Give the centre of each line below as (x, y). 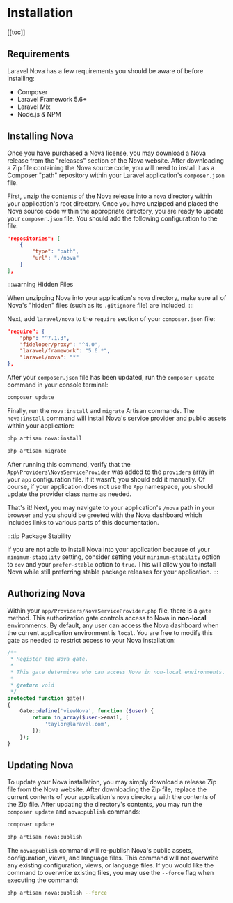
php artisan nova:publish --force (57, 893)
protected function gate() (46, 698)
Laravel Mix (34, 107)
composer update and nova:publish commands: (74, 812)
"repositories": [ (34, 239)
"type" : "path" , (56, 252)
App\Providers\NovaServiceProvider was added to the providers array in (111, 472)
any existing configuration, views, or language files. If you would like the (111, 865)
